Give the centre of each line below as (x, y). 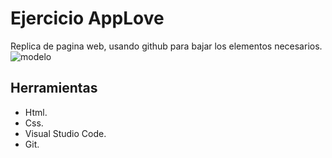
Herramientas (54, 88)
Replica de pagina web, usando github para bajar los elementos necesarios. (166, 46)
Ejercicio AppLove (87, 18)
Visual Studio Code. (65, 133)
